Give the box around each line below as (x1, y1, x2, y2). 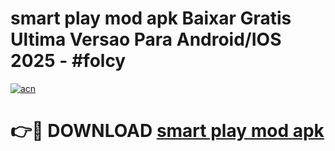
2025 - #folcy (10, 50, 127, 72)
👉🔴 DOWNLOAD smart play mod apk (10, 120, 325, 142)
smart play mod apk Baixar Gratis (10, 7, 292, 30)
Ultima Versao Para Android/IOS (10, 28, 282, 51)
